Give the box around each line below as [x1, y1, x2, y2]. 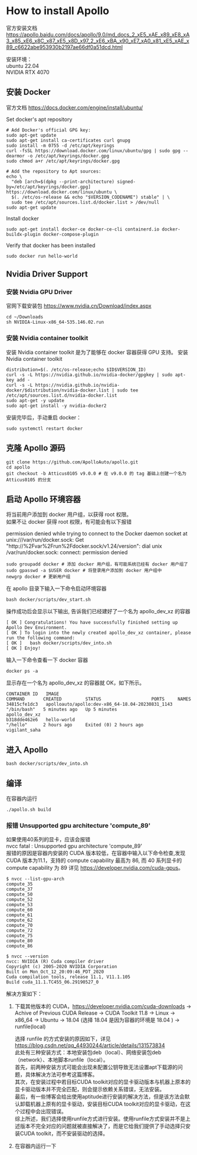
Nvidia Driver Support [6, 269, 88, 279]
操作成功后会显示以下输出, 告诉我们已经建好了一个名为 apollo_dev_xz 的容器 [6, 608, 191, 615]
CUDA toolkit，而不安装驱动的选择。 [19, 1130, 108, 1137]
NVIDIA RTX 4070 [6, 68, 50, 75]
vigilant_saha [6, 727, 41, 733]
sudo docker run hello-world [6, 253, 78, 259]
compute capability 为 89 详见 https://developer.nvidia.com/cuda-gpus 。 [6, 864, 184, 871]
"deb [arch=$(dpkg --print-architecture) [11, 179, 115, 185]
